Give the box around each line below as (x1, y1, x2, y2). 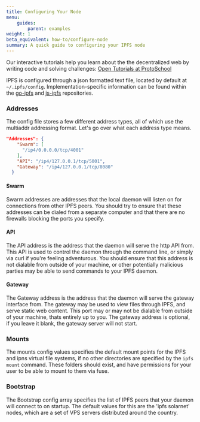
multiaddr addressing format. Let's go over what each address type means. (6, 124, 192, 132)
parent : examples (27, 25, 70, 32)
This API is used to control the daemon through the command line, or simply (6, 248, 193, 255)
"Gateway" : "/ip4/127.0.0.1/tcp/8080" (17, 164, 113, 170)
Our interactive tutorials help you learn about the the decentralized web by (6, 58, 189, 66)
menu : (6, 14, 20, 20)
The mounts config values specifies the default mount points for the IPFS (6, 348, 186, 355)
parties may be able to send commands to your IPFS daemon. (6, 267, 158, 275)
